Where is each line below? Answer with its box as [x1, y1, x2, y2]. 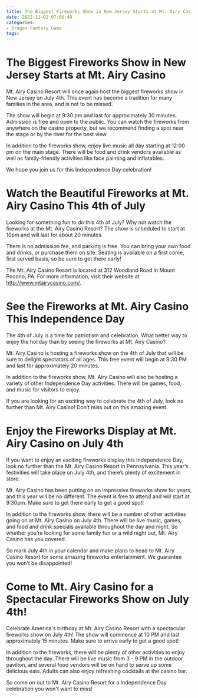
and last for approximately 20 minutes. [6, 362, 100, 369]
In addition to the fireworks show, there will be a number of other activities [6, 511, 187, 518]
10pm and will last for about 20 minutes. [6, 231, 103, 238]
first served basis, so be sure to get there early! [6, 255, 122, 262]
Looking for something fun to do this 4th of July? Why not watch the [6, 219, 172, 226]
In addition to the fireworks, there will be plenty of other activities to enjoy [6, 648, 186, 656]
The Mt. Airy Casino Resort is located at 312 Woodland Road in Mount [6, 266, 176, 274]
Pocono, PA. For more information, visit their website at [6, 273, 140, 280]
